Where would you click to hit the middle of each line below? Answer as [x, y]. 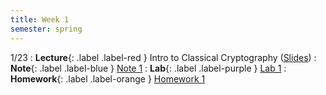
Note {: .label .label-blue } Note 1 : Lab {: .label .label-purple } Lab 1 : [148, 68]
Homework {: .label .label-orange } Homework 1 [108, 78]
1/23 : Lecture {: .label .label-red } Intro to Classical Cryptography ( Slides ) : [163, 57]
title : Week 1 [40, 19]
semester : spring [46, 29]
